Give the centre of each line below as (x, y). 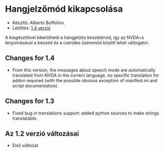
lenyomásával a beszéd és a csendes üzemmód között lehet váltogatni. (77, 42)
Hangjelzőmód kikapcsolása (64, 9)
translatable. (25, 118)
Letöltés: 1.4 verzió (31, 28)
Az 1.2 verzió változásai (42, 134)
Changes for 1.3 (30, 101)
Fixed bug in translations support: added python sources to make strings (86, 113)
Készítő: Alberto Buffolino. (39, 23)
